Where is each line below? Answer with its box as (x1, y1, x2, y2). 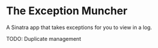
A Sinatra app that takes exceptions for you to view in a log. (6, 24, 152, 31)
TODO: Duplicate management (6, 35, 82, 42)
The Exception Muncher (6, 4, 128, 18)
